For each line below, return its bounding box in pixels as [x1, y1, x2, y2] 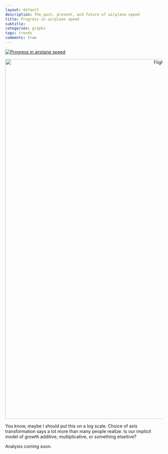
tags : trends [5, 30, 32, 35]
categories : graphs [5, 26, 46, 31]
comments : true [5, 35, 37, 40]
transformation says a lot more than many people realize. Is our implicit [5, 428, 151, 434]
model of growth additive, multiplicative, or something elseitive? [5, 433, 136, 439]
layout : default [5, 7, 39, 12]
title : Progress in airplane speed [5, 16, 79, 21]
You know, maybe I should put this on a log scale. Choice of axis [5, 423, 137, 429]
